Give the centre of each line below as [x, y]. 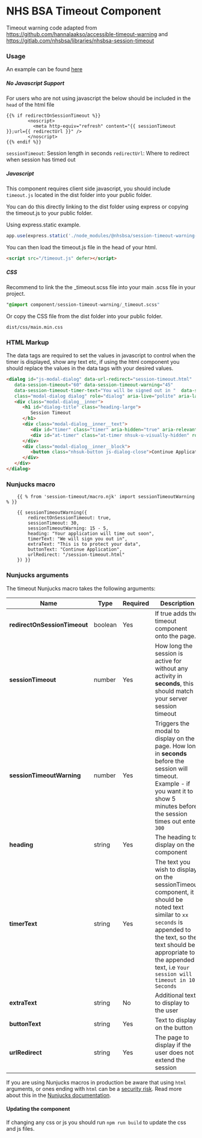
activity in [168, 676]
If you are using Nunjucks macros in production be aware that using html [96, 1082]
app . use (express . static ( [37, 236]
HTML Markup [28, 342]
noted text [169, 907]
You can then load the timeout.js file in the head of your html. [82, 248]
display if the [173, 1045]
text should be [175, 945]
